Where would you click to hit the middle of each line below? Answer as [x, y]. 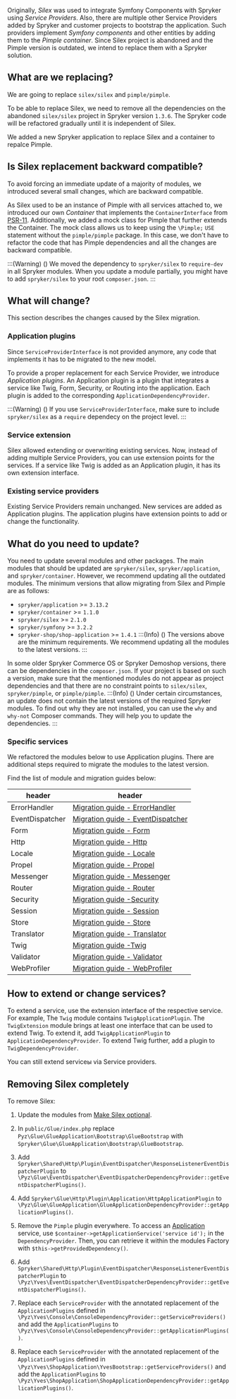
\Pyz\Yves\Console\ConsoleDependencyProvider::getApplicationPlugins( [123, 1331]
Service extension [39, 435]
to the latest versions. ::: [52, 650]
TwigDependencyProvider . [43, 1048]
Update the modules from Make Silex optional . [85, 1115]
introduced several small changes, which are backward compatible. [105, 191]
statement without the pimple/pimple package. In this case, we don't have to [118, 235]
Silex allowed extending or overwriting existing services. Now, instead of [112, 450]
